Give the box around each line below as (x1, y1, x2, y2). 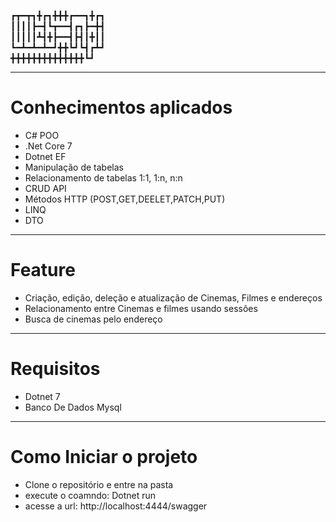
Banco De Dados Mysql (24, 401, 122, 413)
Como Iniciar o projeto (10, 446, 198, 468)
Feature (10, 259, 76, 282)
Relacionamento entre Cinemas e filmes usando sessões (24, 302, 258, 314)
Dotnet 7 (24, 390, 61, 402)
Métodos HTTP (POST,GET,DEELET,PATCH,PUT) (24, 193, 226, 205)
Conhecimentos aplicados (10, 96, 233, 119)
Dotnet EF (24, 150, 67, 162)
